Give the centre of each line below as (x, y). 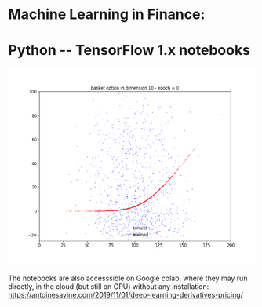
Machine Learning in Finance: (107, 15)
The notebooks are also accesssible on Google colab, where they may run (128, 278)
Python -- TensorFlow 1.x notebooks (129, 51)
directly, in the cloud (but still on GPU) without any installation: (109, 287)
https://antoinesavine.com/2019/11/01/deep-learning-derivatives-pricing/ (126, 295)
